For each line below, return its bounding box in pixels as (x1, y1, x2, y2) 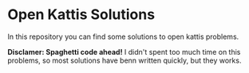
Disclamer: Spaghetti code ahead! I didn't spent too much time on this (7, 47, 241, 56)
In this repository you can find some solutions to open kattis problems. (7, 32, 239, 41)
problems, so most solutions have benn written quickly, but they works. (7, 56, 242, 65)
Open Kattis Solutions (7, 6, 156, 24)
